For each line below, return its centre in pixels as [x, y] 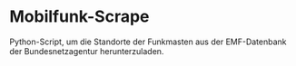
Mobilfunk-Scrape [79, 17]
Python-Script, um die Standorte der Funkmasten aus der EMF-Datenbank [148, 42]
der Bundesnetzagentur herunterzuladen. [87, 51]
